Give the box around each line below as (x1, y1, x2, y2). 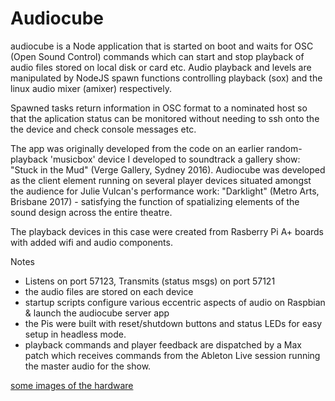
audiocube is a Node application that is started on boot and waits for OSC (10, 40, 314, 52)
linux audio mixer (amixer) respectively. (10, 82, 172, 94)
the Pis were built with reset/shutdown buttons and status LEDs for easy (24, 317, 323, 329)
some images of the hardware (10, 379, 134, 391)
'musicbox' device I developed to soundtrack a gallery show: (49, 153, 301, 165)
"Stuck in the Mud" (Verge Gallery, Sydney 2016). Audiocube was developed (10, 163, 326, 176)
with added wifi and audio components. (10, 236, 173, 248)
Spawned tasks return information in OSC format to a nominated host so (10, 102, 308, 114)
